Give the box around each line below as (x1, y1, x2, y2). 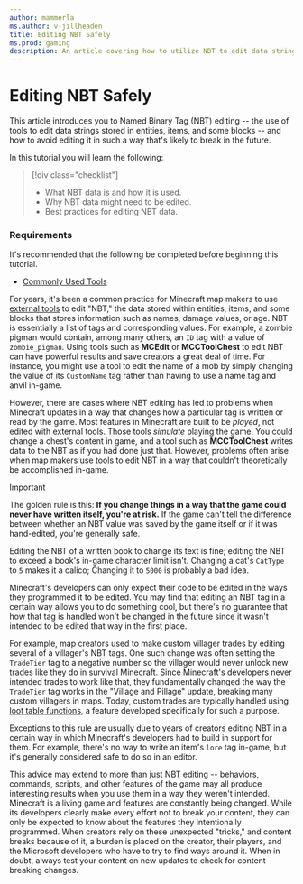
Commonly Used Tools (22, 276, 107, 287)
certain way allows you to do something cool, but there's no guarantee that (9, 602, 289, 612)
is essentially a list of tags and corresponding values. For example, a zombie (9, 322, 293, 334)
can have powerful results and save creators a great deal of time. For (9, 351, 266, 362)
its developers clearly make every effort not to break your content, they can (9, 807, 290, 818)
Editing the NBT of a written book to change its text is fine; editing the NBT (9, 546, 286, 557)
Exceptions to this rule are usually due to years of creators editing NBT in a (9, 723, 287, 733)
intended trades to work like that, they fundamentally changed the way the (9, 677, 286, 687)
